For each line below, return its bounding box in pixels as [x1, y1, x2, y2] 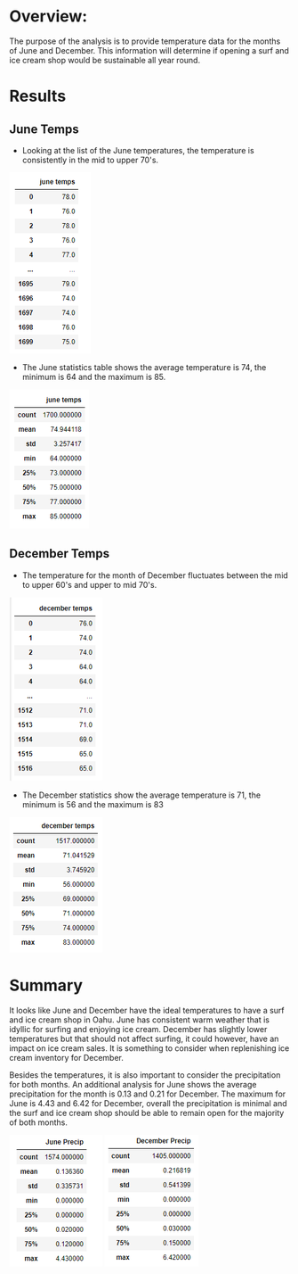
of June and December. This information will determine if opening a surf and [9, 45, 289, 55]
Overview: [9, 6, 88, 27]
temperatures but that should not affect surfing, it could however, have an [9, 1033, 279, 1044]
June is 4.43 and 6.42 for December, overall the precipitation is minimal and [9, 1097, 287, 1108]
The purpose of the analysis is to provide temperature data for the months [9, 36, 281, 46]
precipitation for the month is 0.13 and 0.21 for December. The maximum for [9, 1088, 286, 1099]
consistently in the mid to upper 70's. [21, 154, 158, 165]
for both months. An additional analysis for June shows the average [9, 1079, 257, 1089]
